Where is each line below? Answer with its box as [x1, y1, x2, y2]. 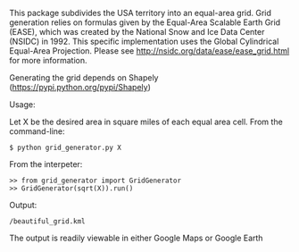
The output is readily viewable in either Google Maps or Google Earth [9, 232, 263, 243]
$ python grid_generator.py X [9, 143, 122, 152]
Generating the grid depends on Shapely [9, 72, 159, 83]
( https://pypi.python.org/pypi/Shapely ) [9, 82, 152, 92]
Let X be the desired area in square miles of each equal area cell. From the [9, 116, 283, 127]
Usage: [9, 99, 36, 110]
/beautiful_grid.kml [9, 217, 87, 226]
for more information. [9, 55, 87, 65]
